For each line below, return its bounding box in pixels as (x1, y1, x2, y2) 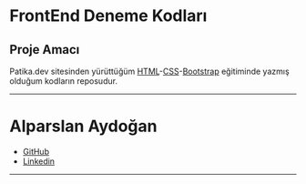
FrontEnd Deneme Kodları (9, 5, 208, 26)
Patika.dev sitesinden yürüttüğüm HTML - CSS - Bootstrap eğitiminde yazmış (9, 66, 290, 77)
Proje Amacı (9, 42, 80, 57)
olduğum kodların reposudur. (9, 76, 118, 87)
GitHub (22, 146, 50, 157)
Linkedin (22, 156, 56, 167)
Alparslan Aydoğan (9, 116, 158, 137)
